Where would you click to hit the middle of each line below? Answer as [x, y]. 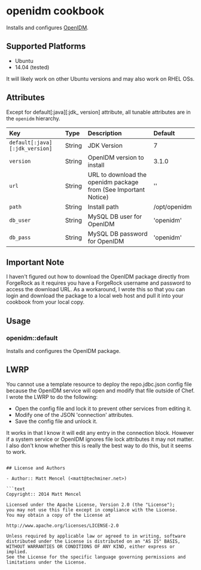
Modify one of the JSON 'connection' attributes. [74, 414]
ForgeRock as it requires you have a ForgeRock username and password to [99, 283]
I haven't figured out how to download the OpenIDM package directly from [98, 277]
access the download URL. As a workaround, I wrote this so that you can [96, 289]
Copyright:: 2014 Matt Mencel [44, 494]
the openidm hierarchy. [33, 118]
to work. [16, 452]
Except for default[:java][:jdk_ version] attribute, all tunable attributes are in [99, 112]
